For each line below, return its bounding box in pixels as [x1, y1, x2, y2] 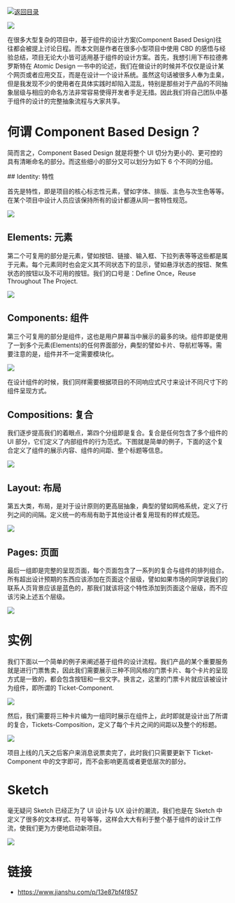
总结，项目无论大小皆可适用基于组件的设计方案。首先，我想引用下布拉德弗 [13, 53, 228, 61]
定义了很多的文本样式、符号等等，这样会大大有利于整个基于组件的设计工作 [7, 815, 222, 823]
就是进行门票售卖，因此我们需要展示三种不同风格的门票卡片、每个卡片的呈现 [7, 666, 228, 674]
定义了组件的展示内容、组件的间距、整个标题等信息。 [13, 446, 166, 455]
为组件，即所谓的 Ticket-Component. [7, 684, 114, 692]
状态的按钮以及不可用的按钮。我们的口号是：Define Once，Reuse [7, 269, 197, 277]
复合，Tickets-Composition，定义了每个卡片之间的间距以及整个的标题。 [13, 720, 221, 728]
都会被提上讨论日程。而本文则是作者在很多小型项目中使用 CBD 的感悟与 [13, 44, 220, 53]
